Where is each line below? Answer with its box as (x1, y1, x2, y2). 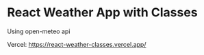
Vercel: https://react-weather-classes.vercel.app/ (7, 40, 146, 48)
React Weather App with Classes (7, 5, 198, 20)
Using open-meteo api (7, 27, 71, 35)
